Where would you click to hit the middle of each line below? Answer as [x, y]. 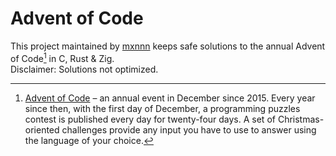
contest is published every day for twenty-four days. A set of [150, 119]
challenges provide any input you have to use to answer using [189, 129]
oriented [42, 129]
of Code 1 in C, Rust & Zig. [62, 57]
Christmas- [301, 119]
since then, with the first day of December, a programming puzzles [162, 108]
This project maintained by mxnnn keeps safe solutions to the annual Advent [168, 46]
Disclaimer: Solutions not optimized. [84, 69]
